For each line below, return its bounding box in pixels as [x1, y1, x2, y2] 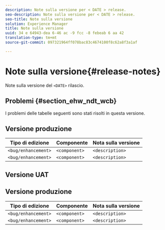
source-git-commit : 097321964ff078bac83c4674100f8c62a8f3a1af [5, 40, 137, 45]
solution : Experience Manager [5, 21, 68, 26]
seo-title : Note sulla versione [5, 16, 72, 21]
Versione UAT [5, 170, 49, 179]
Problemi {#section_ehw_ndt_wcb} [5, 97, 117, 105]
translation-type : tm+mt [5, 35, 57, 40]
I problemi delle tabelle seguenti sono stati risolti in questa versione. [5, 110, 145, 116]
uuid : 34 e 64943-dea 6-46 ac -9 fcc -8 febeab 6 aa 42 [5, 30, 124, 35]
